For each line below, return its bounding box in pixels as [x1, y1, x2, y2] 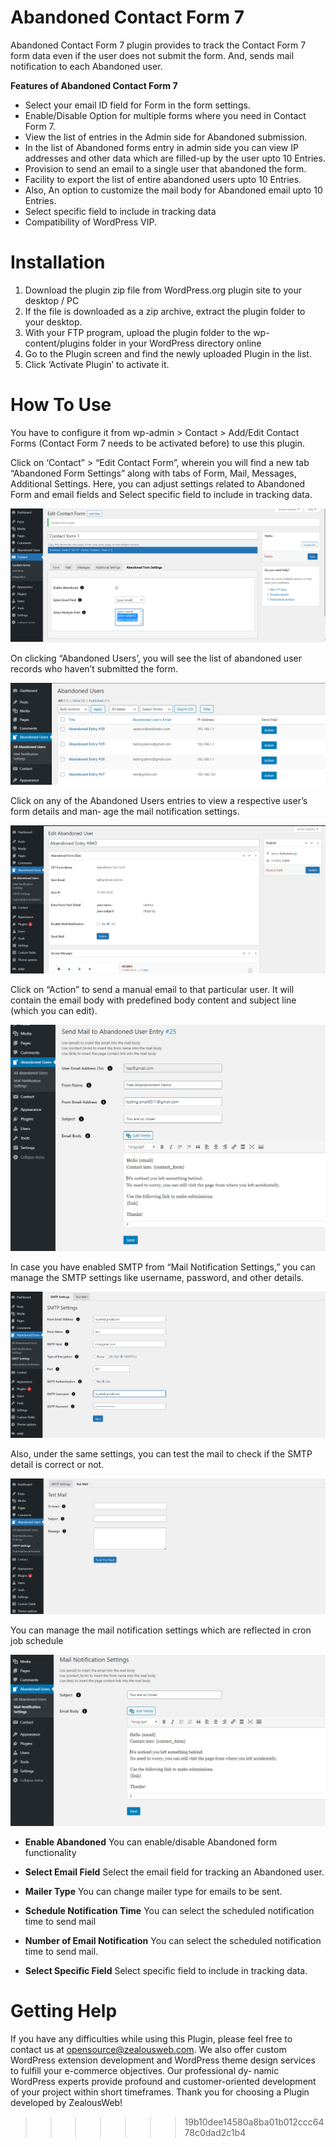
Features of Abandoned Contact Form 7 [10, 79, 178, 91]
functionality [24, 1846, 77, 1858]
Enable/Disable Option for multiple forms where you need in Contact [24, 109, 307, 121]
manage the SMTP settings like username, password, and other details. [10, 1271, 305, 1283]
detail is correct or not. [10, 1459, 105, 1471]
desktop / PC [24, 294, 80, 306]
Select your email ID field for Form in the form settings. [24, 99, 251, 111]
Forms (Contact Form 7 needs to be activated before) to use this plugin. [10, 437, 306, 449]
